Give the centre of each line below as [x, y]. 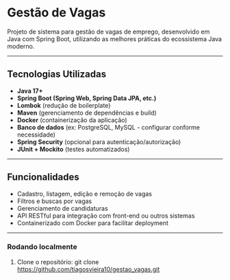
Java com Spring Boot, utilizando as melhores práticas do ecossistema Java [115, 38]
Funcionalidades [43, 177]
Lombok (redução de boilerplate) [64, 105]
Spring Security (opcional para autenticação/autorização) [99, 141]
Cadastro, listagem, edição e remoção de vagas [85, 194]
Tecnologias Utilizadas [57, 74]
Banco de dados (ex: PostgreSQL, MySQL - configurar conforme [108, 127]
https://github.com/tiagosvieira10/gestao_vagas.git [88, 269]
